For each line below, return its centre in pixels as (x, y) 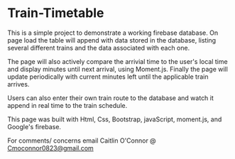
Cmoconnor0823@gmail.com (50, 148)
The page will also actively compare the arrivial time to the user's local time (118, 61)
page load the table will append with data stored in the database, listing (112, 40)
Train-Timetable (56, 13)
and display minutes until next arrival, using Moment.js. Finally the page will (118, 69)
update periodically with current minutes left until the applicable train (108, 77)
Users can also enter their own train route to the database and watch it (111, 98)
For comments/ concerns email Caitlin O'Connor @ (82, 141)
